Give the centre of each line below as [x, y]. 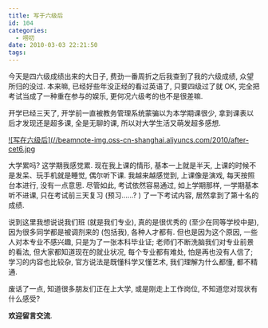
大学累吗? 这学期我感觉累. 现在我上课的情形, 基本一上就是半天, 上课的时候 [129, 165]
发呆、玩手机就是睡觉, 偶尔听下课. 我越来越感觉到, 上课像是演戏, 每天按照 [135, 175]
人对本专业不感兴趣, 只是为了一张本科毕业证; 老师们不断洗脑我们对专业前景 [131, 242]
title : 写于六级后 [36, 16]
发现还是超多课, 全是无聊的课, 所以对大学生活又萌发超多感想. [121, 123]
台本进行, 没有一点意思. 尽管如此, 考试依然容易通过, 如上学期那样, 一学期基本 [134, 185]
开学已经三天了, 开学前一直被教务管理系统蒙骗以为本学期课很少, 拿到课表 [128, 113]
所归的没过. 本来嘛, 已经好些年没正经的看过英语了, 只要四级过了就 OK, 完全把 [134, 86]
